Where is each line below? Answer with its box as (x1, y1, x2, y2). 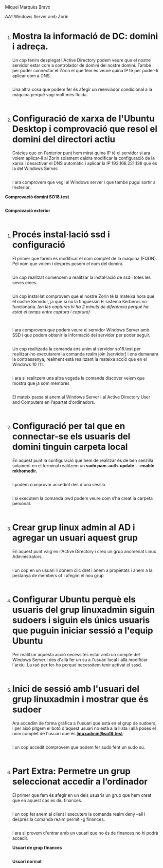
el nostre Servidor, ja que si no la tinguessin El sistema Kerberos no (12, 298, 147, 304)
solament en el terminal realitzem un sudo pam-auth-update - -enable (12, 462, 155, 468)
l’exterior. (12, 184, 31, 190)
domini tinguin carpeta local (12, 441, 128, 452)
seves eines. (12, 279, 37, 285)
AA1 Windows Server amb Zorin (5, 14, 69, 19)
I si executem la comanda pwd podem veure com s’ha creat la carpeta (12, 495, 153, 501)
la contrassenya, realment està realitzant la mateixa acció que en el (12, 356, 147, 362)
